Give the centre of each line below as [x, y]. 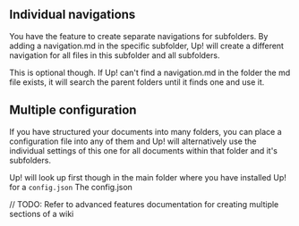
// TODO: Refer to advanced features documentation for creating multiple [144, 204]
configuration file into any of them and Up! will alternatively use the [133, 141]
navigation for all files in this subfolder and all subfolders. [115, 55]
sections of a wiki [42, 213]
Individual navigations [73, 15]
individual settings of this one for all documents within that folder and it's [143, 150]
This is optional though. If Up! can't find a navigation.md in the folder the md [150, 72]
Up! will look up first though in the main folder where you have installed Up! [148, 177]
